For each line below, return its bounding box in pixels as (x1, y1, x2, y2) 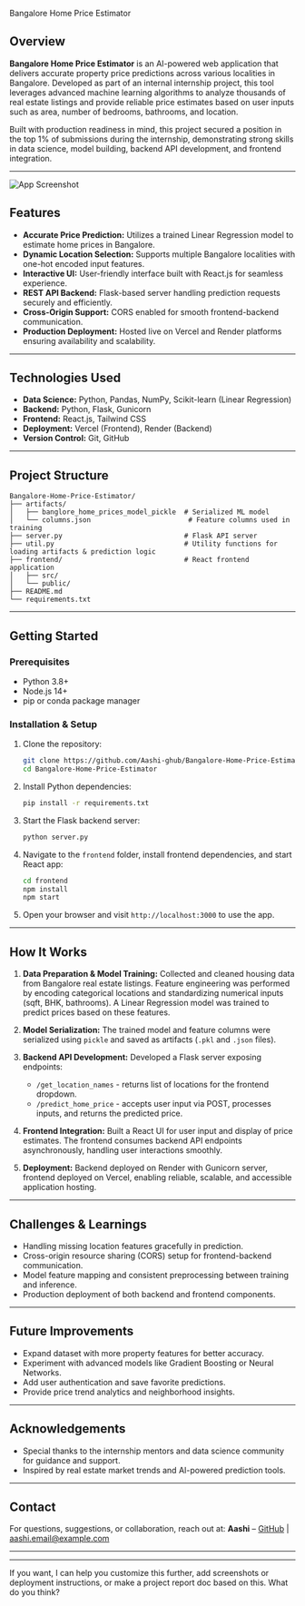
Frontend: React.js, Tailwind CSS (22, 413, 147, 425)
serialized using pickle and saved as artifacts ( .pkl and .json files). (22, 1034, 277, 1045)
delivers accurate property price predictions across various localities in (9, 67, 275, 78)
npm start (22, 893, 61, 902)
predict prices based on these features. (22, 1007, 171, 1018)
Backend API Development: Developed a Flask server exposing (22, 1052, 261, 1063)
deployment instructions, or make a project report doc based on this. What (9, 1577, 289, 1588)
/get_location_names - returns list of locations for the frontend (35, 1079, 270, 1090)
